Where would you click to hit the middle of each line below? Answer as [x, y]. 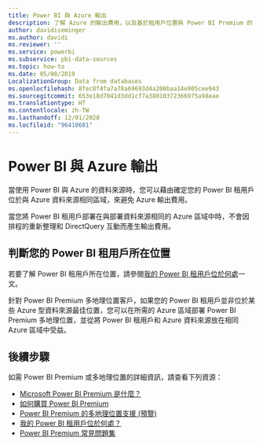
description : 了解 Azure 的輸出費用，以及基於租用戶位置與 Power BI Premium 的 [130, 23]
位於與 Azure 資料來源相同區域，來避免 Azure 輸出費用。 [100, 199]
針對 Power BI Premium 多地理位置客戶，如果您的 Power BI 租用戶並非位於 [128, 300]
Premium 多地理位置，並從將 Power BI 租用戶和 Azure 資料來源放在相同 [124, 320]
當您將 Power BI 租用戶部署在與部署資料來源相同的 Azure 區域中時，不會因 [129, 216]
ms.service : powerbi [42, 52]
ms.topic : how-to [37, 67]
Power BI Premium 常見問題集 [68, 433]
